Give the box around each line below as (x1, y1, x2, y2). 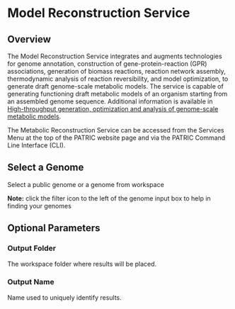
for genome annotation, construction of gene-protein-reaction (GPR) (7, 60, 207, 68)
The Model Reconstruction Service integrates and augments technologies (7, 52, 222, 60)
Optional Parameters (7, 222, 101, 235)
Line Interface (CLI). (7, 141, 66, 150)
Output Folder (7, 243, 57, 253)
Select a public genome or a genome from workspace (7, 180, 164, 189)
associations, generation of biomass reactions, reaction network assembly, (7, 67, 227, 75)
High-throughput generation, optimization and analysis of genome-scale (7, 105, 219, 113)
